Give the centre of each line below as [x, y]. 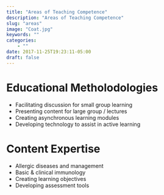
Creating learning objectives [51, 178]
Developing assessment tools [52, 185]
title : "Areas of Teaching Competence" [57, 12]
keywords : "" [23, 35]
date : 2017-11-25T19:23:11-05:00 [49, 52]
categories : [21, 40]
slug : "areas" [24, 23]
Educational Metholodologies [82, 88]
